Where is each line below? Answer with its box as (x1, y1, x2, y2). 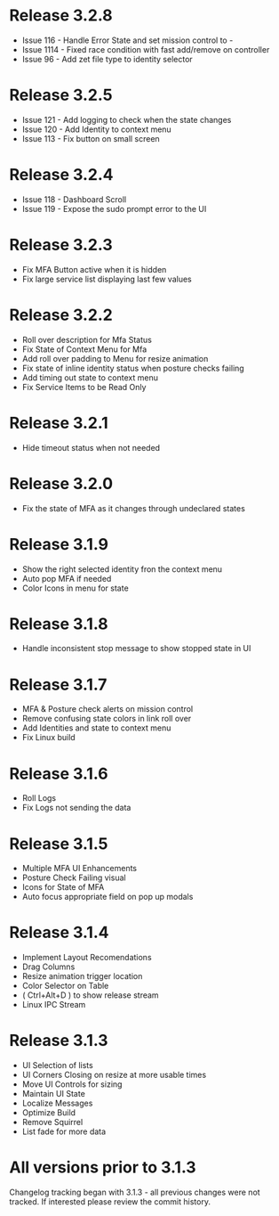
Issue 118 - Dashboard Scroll (21, 193, 127, 205)
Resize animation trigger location (21, 971, 143, 982)
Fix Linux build (21, 732, 76, 743)
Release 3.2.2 (9, 305, 113, 325)
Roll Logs (21, 793, 57, 804)
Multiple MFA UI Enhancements (21, 863, 138, 874)
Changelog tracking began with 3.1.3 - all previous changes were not (9, 1187, 260, 1198)
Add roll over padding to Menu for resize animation (21, 353, 209, 363)
